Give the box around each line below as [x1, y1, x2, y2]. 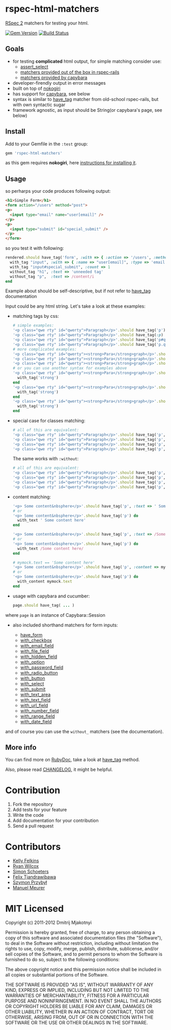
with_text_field [20, 697, 51, 703]
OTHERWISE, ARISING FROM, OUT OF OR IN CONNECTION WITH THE [5, 1014, 154, 1020]
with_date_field [20, 718, 52, 724]
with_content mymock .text [17, 579, 72, 584]
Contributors [5, 841, 61, 852]
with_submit [20, 686, 46, 692]
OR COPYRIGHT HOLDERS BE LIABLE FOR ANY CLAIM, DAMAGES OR [5, 1003, 153, 1010]
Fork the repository [12, 801, 53, 808]
